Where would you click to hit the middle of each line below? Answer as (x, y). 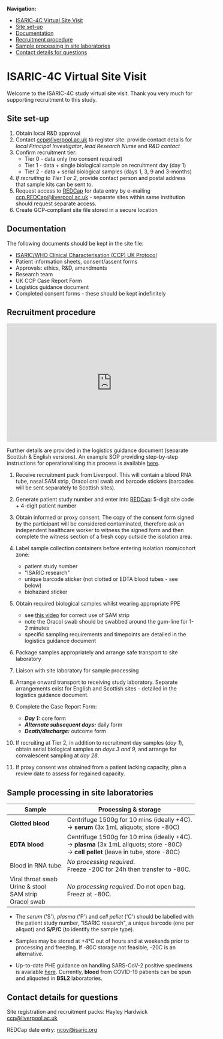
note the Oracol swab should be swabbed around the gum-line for (106, 622)
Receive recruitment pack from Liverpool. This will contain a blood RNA (103, 475)
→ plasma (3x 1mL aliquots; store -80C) (124, 845)
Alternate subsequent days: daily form (73, 725)
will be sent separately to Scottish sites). (65, 488)
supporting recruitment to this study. (52, 99)
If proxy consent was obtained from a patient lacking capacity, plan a (101, 768)
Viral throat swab (34, 879)
